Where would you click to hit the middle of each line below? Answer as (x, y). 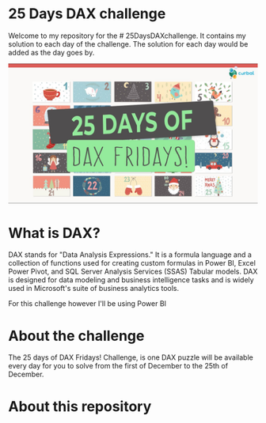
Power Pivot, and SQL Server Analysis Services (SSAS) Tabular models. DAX (133, 272)
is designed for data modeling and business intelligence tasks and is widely (131, 280)
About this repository (80, 406)
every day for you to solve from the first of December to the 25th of (118, 366)
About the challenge (76, 336)
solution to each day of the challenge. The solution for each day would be (128, 43)
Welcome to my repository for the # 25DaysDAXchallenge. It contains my (127, 36)
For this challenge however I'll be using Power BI (87, 304)
